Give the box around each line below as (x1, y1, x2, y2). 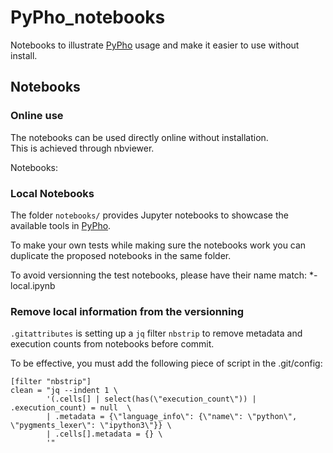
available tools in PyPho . (10, 219, 112, 231)
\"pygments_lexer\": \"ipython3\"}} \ (10, 421, 172, 431)
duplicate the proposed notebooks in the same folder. (10, 249, 232, 261)
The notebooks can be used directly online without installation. (10, 131, 269, 143)
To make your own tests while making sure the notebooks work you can (10, 239, 307, 251)
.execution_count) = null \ (10, 403, 132, 413)
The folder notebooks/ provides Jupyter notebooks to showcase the (10, 209, 289, 221)
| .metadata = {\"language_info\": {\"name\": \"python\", (46, 412, 298, 422)
